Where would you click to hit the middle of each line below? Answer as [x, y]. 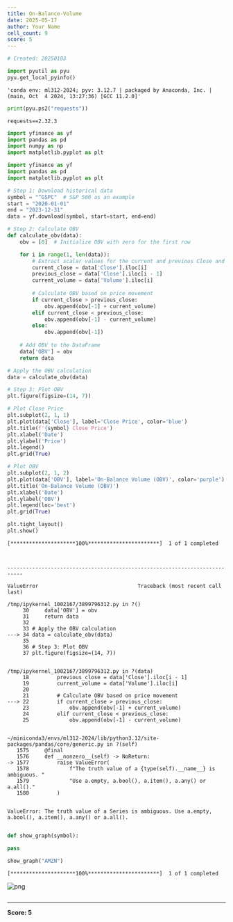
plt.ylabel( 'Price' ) [37, 441]
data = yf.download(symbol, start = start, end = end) [82, 216]
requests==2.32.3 [32, 121]
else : [40, 326]
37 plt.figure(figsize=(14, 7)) [69, 653]
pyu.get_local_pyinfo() [42, 77]
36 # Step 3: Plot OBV [55, 647]
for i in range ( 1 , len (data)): [65, 255]
